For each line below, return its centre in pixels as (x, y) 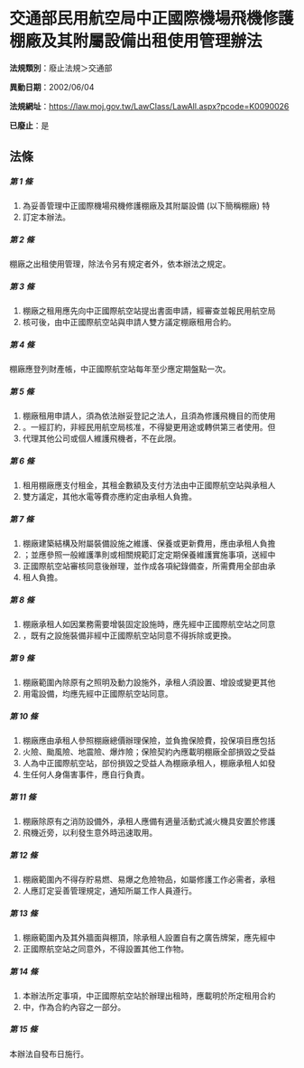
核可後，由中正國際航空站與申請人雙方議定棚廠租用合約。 (129, 323)
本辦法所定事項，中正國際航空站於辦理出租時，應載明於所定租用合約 (149, 996)
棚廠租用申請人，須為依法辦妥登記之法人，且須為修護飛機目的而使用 (149, 416)
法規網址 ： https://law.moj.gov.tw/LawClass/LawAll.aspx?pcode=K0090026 (149, 106)
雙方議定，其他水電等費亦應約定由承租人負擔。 (109, 497)
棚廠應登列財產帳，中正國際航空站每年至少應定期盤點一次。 (120, 369)
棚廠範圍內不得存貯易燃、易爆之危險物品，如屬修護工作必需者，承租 (149, 879)
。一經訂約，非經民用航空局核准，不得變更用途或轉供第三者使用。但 (149, 427)
